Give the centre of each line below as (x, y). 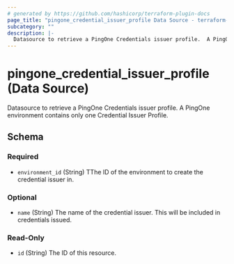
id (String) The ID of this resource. (67, 253)
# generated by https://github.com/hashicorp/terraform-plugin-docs (109, 14)
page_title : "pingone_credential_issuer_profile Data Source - (101, 20)
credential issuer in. (46, 179)
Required (23, 157)
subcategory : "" (31, 26)
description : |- (31, 33)
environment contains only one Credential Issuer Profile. (88, 115)
